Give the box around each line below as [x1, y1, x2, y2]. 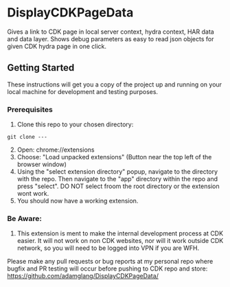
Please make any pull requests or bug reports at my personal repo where [7, 257, 214, 266]
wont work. [16, 190, 49, 198]
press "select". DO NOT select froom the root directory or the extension [16, 182, 220, 190]
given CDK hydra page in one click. [7, 42, 107, 50]
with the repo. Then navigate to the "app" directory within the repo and [16, 175, 218, 183]
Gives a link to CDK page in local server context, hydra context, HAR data [7, 27, 214, 36]
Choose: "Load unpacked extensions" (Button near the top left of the [16, 153, 212, 161]
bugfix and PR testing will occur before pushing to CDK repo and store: [7, 264, 208, 273]
